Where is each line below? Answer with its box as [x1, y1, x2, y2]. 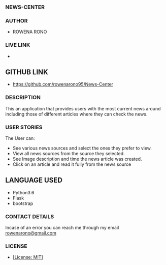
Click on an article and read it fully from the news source [12, 161, 131, 167]
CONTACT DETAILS [5, 213, 54, 220]
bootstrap [12, 200, 34, 207]
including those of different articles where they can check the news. [5, 111, 148, 117]
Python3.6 [12, 189, 35, 195]
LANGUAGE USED [5, 176, 62, 185]
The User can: [5, 135, 35, 141]
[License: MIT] [12, 254, 43, 260]
